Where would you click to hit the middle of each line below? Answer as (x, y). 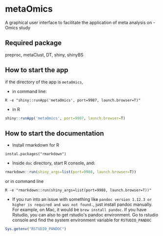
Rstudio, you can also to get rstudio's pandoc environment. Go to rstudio (85, 215)
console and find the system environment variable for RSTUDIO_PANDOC (82, 220)
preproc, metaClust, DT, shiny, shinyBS (44, 55)
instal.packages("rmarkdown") (36, 154)
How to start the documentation (54, 133)
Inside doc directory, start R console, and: (53, 163)
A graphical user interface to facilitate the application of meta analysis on (79, 22)
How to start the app (37, 70)
